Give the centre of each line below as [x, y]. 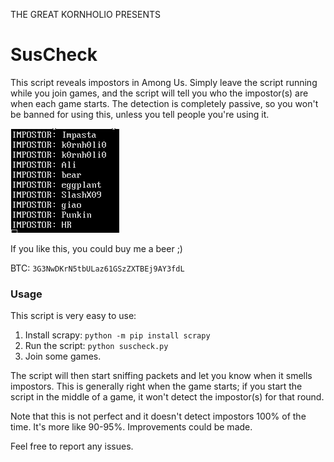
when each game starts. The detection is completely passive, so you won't [164, 103]
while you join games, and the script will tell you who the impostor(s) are [159, 93]
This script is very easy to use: [73, 316]
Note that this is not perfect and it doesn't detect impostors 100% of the [158, 416]
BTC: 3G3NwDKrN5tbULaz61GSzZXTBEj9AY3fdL [97, 268]
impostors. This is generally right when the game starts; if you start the [156, 386]
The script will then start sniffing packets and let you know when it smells [161, 376]
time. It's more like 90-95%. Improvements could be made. [131, 427]
